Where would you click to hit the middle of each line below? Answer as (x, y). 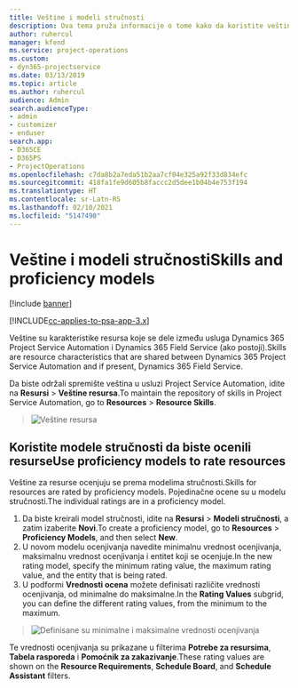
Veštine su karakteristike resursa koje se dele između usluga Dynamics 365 (147, 338)
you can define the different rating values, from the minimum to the (145, 604)
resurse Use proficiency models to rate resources (148, 461)
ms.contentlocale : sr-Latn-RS (65, 200)
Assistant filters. (40, 676)
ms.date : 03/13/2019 (47, 76)
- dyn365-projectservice (55, 68)
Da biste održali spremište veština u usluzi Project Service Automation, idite (147, 383)
